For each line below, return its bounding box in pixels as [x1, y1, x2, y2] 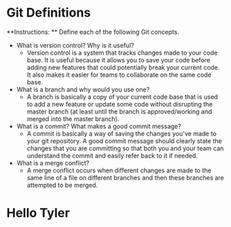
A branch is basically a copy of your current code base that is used [26, 92, 219, 101]
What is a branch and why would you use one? [16, 85, 150, 93]
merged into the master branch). [26, 114, 120, 122]
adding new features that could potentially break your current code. [26, 63, 220, 71]
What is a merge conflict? [16, 158, 90, 167]
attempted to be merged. [26, 181, 98, 189]
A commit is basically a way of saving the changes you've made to [26, 129, 217, 138]
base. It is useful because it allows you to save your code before [26, 55, 210, 64]
